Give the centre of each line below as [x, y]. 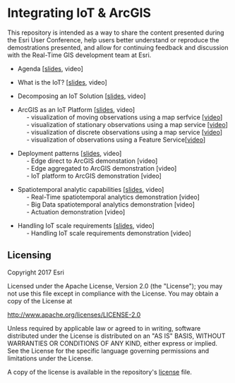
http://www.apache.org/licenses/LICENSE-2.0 [74, 315]
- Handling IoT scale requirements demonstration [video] [109, 233]
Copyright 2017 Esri [36, 272]
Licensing [29, 255]
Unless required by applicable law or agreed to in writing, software [104, 328]
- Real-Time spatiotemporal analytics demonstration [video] [113, 197]
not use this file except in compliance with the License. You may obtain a [113, 293]
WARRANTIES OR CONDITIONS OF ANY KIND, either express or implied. [112, 343]
